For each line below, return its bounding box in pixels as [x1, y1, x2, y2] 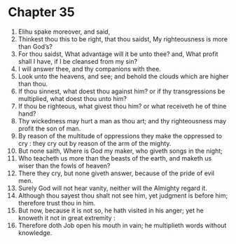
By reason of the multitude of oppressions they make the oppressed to [18, 131, 223, 140]
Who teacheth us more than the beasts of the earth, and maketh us [18, 154, 212, 162]
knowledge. [18, 229, 53, 237]
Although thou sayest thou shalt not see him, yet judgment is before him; [18, 191, 228, 200]
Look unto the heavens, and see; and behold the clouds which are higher [18, 72, 229, 81]
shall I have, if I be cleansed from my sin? [18, 57, 138, 65]
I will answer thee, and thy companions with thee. [18, 65, 162, 73]
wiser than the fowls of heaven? [18, 161, 111, 170]
